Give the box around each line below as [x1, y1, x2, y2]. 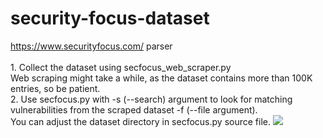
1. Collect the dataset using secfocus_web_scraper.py [10, 61, 232, 73]
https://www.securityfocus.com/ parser [10, 40, 173, 52]
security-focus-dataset [10, 7, 210, 30]
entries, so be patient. [10, 82, 101, 94]
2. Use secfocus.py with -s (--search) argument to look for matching [10, 93, 293, 105]
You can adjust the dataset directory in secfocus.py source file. [10, 115, 271, 127]
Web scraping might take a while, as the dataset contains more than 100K [10, 72, 313, 84]
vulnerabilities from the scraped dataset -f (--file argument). [10, 103, 258, 116]
